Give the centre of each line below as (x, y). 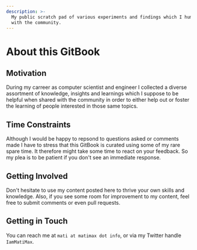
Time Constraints (38, 124)
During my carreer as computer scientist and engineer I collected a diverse (96, 87)
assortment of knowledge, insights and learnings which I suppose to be (92, 94)
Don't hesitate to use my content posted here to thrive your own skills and (95, 190)
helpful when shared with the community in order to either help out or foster (98, 100)
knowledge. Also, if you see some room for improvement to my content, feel (98, 196)
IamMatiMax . (20, 241)
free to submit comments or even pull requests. (63, 203)
